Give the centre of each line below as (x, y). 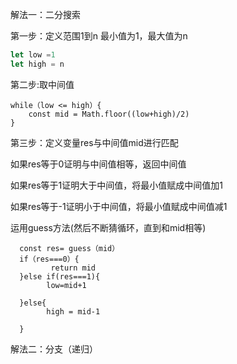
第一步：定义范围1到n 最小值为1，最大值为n (99, 36)
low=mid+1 (66, 285)
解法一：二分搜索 (45, 14)
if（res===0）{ (49, 259)
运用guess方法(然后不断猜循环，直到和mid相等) (108, 227)
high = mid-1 (73, 311)
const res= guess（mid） (69, 248)
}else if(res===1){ (60, 276)
